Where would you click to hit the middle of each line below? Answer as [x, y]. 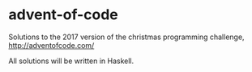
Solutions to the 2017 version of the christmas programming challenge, [126, 37]
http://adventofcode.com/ [51, 45]
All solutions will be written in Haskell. [71, 61]
